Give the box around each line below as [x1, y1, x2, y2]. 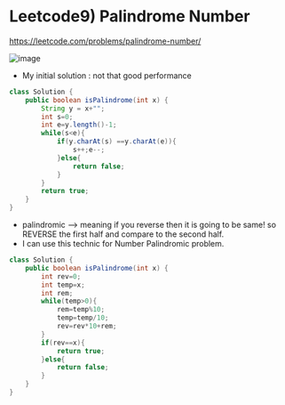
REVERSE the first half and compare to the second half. [21, 229, 225, 239]
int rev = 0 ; [41, 271, 82, 281]
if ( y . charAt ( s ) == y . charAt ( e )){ [56, 137, 177, 146]
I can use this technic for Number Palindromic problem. [21, 239, 225, 249]
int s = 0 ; [41, 112, 74, 121]
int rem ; [41, 288, 74, 297]
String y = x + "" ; [41, 104, 105, 113]
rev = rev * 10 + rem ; [56, 322, 117, 331]
